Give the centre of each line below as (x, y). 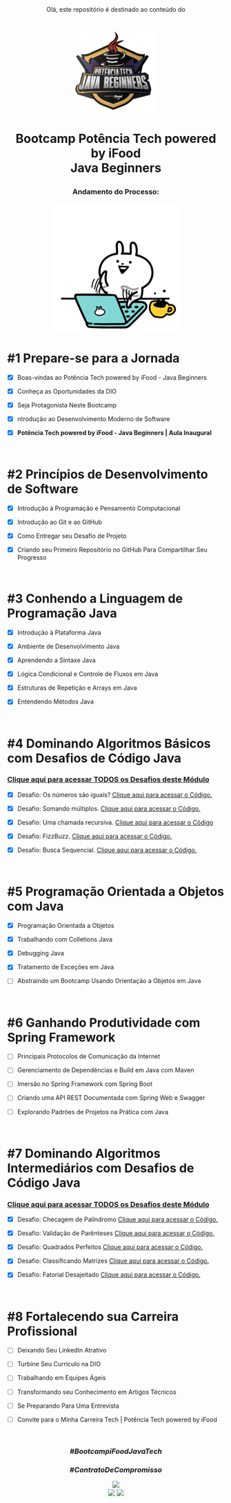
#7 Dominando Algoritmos (84, 1153)
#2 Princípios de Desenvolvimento (108, 474)
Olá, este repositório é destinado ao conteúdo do (116, 9)
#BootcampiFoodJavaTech (116, 1451)
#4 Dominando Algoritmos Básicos (109, 743)
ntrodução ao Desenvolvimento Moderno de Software (93, 418)
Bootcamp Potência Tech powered (116, 139)
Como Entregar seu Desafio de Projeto (72, 536)
